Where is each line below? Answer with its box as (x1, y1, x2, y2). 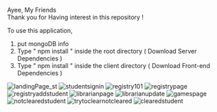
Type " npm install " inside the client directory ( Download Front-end (16, 62, 211, 69)
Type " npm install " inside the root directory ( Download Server (16, 47, 197, 55)
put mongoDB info (16, 40, 69, 47)
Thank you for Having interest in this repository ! (7, 13, 144, 21)
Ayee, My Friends (7, 6, 57, 14)
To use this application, (7, 27, 73, 34)
